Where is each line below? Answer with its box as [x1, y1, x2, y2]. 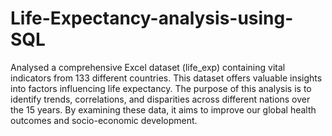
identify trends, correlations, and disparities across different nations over [10, 93, 311, 105]
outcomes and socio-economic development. [10, 114, 198, 126]
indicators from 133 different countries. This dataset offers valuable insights [10, 72, 323, 84]
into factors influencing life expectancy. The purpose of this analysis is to [10, 82, 312, 94]
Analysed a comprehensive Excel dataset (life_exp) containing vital [10, 61, 286, 73]
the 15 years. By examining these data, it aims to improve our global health [10, 103, 317, 116]
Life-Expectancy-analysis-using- [10, 7, 294, 30]
